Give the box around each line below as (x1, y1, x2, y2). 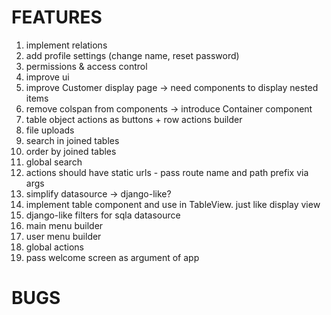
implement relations (25, 39, 108, 51)
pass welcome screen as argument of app (25, 251, 200, 263)
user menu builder (25, 230, 102, 242)
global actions (25, 241, 84, 253)
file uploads (25, 124, 75, 136)
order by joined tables (25, 145, 117, 157)
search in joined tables (25, 134, 120, 146)
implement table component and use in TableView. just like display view (25, 198, 321, 210)
